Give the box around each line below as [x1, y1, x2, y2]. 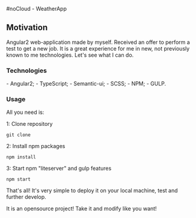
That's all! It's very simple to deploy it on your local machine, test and [6, 187, 179, 195]
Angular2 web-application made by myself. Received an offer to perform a [6, 39, 191, 46]
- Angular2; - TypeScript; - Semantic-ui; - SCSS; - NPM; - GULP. [6, 80, 167, 87]
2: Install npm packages [6, 143, 66, 150]
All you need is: [6, 108, 44, 116]
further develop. [6, 193, 46, 201]
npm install [6, 154, 36, 160]
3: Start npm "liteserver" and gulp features [6, 165, 112, 172]
